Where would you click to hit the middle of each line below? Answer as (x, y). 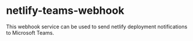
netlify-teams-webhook (65, 11)
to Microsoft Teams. (30, 32)
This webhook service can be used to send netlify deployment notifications (97, 27)
